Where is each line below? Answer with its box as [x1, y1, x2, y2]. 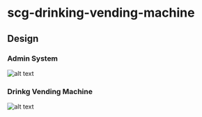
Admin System [7, 54, 58, 63]
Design [7, 33, 39, 45]
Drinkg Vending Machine [7, 86, 93, 96]
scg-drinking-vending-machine [7, 5, 195, 21]
